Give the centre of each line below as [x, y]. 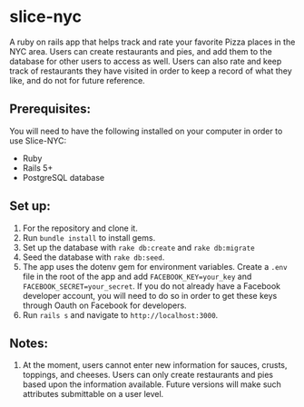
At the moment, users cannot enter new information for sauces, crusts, [155, 365]
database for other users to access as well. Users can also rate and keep [146, 61]
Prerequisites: [50, 109]
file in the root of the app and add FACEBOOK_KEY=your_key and [137, 276]
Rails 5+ [38, 168]
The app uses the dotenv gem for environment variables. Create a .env [155, 266]
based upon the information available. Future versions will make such [152, 384]
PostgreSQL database [64, 177]
